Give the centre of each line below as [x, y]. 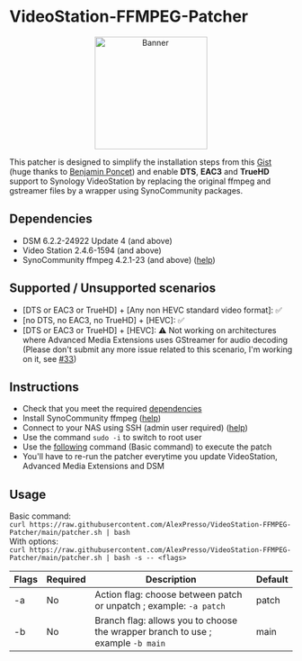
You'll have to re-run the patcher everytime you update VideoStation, [150, 457]
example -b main [130, 643]
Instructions [44, 387]
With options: [34, 541]
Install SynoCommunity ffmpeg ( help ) [92, 418]
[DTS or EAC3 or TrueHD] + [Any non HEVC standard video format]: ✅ [152, 310]
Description [171, 580]
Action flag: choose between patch [169, 594]
